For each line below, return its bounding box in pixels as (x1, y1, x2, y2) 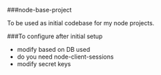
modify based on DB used (16, 46, 91, 53)
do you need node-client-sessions (16, 52, 114, 61)
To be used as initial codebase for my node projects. (7, 19, 155, 27)
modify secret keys (16, 60, 72, 67)
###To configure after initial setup (7, 32, 103, 40)
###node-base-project (7, 6, 72, 14)
